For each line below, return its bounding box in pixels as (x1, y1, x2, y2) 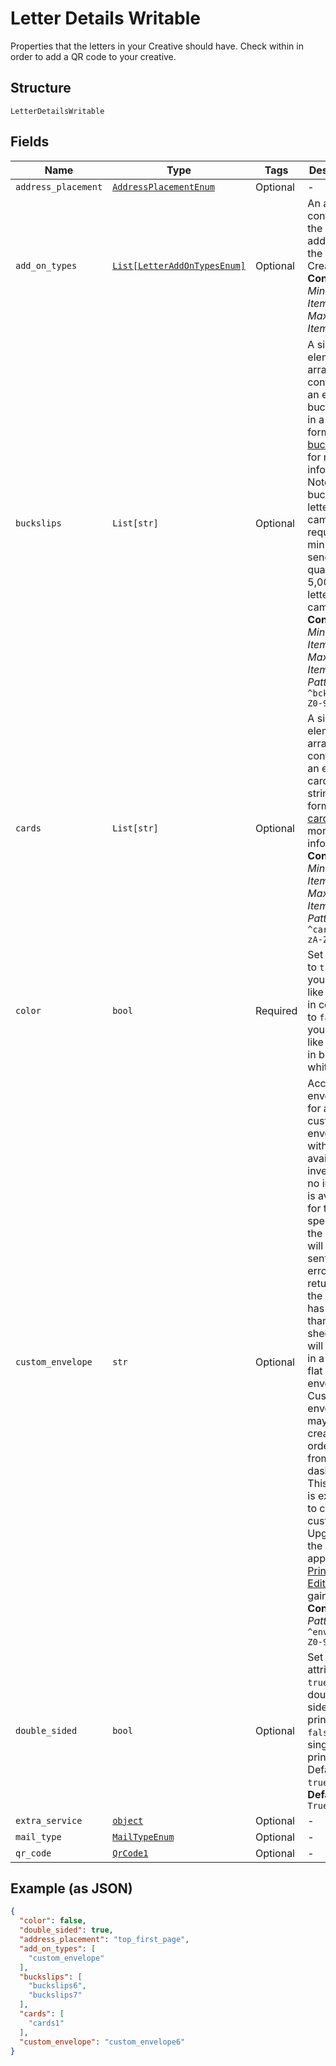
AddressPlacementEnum (112, 181, 215, 192)
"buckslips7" (28, 1990, 83, 2001)
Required (254, 1003, 298, 1017)
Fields (10, 133, 50, 151)
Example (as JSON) (10, 1880, 133, 1897)
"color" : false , (19, 1916, 87, 1926)
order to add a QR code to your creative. (10, 50, 177, 62)
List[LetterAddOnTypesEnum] (112, 260, 246, 271)
